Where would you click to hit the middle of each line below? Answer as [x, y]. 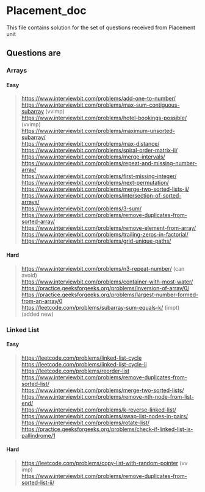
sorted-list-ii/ [38, 482]
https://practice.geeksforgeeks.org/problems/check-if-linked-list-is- [107, 429]
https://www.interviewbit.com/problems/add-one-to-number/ [98, 99]
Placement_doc [46, 11]
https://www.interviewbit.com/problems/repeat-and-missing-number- [109, 163]
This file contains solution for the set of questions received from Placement [101, 27]
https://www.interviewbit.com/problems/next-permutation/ [95, 183]
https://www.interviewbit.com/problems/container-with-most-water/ [107, 282]
